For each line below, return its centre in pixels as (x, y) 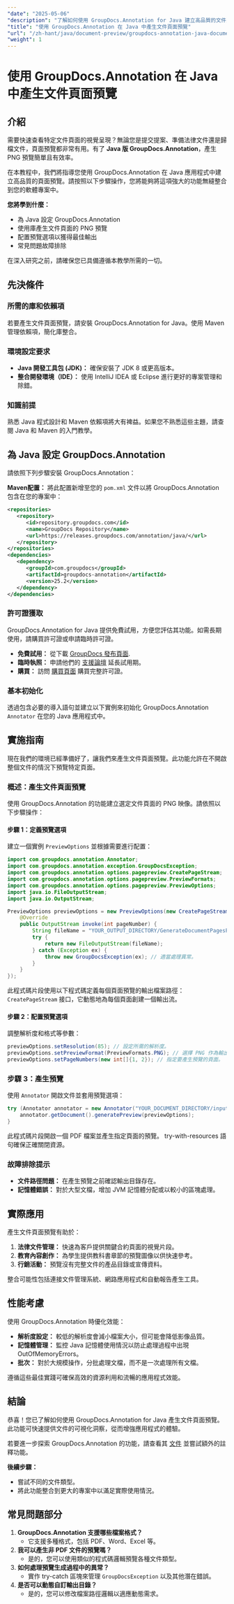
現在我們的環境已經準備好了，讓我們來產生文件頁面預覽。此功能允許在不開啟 (117, 758)
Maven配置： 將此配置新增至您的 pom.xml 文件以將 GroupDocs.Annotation (113, 488)
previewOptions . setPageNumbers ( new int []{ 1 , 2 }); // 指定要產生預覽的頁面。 (116, 1060)
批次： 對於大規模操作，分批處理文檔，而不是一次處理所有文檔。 (110, 1362)
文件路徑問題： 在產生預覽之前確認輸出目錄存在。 (88, 1181)
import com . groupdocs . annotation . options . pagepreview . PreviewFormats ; (112, 879)
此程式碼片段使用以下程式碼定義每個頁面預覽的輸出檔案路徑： (96, 990)
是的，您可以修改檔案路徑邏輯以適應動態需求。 (95, 1594)
